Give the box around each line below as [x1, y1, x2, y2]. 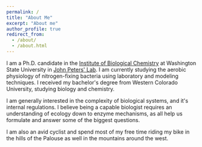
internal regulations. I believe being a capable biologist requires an [6, 103, 172, 111]
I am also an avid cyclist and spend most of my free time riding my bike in [6, 128, 190, 135]
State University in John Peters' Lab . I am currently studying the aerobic [6, 66, 186, 73]
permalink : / [6, 9, 39, 15]
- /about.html [12, 43, 47, 49]
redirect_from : [6, 32, 45, 38]
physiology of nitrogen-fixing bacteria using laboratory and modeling [6, 72, 179, 80]
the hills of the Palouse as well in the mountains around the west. [6, 134, 169, 142]
